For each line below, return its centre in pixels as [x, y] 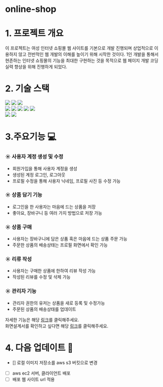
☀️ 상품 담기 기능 [24, 195]
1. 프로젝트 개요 [34, 34]
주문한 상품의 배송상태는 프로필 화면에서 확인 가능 [60, 245]
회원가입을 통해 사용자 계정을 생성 [45, 168]
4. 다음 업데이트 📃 [39, 348]
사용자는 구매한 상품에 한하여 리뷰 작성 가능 [54, 271]
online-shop [31, 9]
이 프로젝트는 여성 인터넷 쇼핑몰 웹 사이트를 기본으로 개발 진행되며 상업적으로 [79, 48]
